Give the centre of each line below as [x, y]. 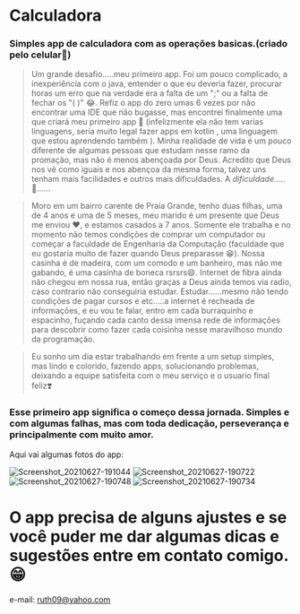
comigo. [258, 555]
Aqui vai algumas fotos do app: [66, 454]
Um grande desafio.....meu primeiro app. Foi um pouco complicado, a [159, 74]
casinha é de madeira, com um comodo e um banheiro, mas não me [157, 263]
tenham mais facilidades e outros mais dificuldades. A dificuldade [153, 179]
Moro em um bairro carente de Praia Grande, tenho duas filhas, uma [157, 206]
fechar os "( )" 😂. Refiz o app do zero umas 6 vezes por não [143, 103]
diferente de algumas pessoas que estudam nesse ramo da [141, 151]
